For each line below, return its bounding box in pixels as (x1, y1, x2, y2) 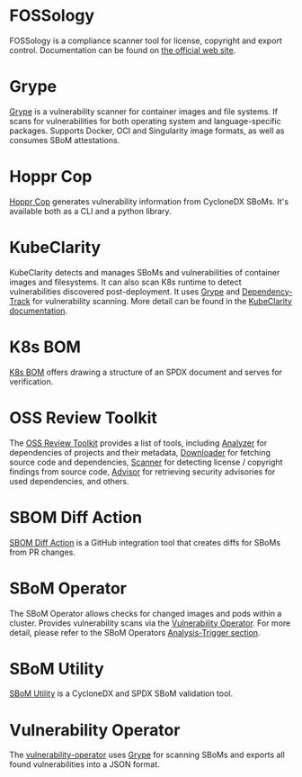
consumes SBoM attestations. (9, 134, 120, 145)
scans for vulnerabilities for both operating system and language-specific (9, 115, 281, 126)
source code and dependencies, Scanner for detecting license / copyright (9, 456, 283, 467)
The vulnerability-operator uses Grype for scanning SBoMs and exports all (9, 749, 285, 761)
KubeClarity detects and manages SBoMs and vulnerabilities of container (9, 267, 280, 277)
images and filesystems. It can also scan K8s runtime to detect (9, 276, 242, 287)
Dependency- (242, 285, 293, 297)
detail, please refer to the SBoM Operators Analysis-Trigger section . (9, 627, 261, 637)
